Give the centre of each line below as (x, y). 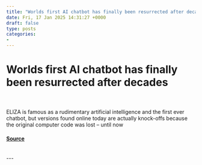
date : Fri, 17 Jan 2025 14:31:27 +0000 (56, 17)
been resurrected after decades (87, 82)
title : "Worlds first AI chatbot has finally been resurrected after (95, 12)
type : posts (21, 29)
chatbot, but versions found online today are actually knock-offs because (97, 118)
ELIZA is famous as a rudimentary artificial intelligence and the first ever (95, 111)
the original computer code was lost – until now (65, 125)
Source (16, 139)
